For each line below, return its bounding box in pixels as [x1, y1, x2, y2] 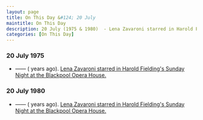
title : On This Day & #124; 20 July [6, 15, 96, 21]
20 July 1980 [6, 87, 45, 95]
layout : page [6, 8, 39, 15]
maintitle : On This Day [6, 20, 66, 26]
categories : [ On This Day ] [6, 32, 74, 38]
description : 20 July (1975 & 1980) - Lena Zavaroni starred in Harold [6, 25, 193, 32]
